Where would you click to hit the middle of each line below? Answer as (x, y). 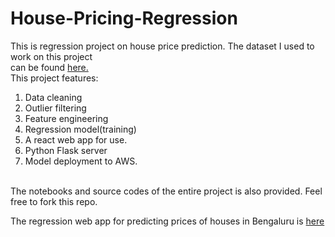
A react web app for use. (76, 139)
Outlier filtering (55, 108)
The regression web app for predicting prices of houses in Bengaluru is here (167, 221)
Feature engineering (66, 118)
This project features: (54, 78)
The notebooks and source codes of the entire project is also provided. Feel (166, 191)
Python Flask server (66, 150)
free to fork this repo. (54, 201)
